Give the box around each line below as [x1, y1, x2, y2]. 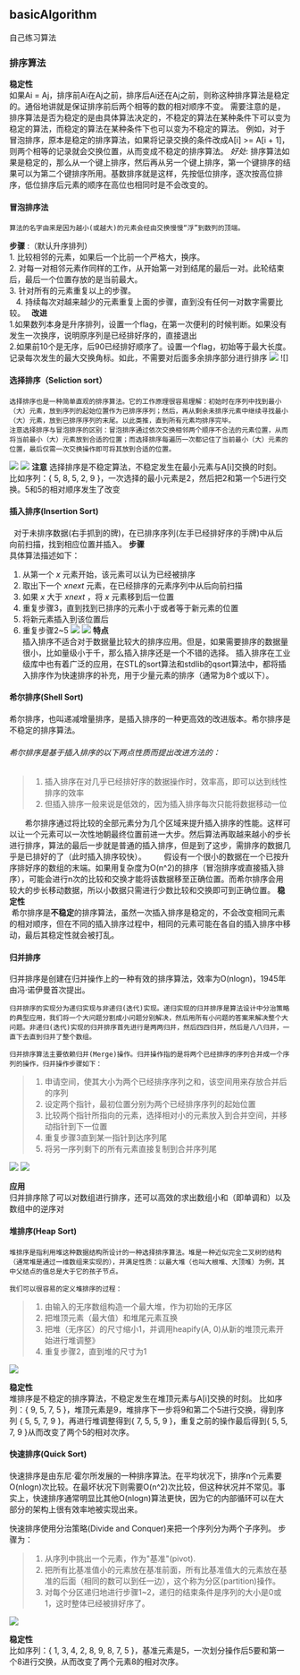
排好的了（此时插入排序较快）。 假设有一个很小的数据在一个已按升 [32, 851, 289, 863]
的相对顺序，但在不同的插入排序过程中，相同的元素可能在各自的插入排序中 [9, 918, 283, 930]
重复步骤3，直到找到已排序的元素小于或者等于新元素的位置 [21, 602, 239, 613]
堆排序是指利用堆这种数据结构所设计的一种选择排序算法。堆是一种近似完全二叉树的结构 [9, 1248, 282, 1257]
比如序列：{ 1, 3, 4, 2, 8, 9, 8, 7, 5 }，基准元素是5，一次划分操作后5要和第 [9, 1645, 277, 1655]
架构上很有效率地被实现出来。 [32, 1504, 143, 1515]
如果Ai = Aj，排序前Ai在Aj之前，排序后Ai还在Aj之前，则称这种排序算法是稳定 [9, 90, 290, 101]
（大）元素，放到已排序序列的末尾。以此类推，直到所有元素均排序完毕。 [9, 416, 236, 425]
